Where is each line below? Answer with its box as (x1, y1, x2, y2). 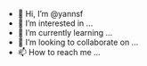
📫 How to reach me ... (17, 47, 101, 57)
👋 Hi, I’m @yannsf (17, 9, 84, 19)
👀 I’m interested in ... (17, 18, 94, 29)
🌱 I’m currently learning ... (17, 28, 113, 37)
